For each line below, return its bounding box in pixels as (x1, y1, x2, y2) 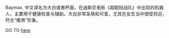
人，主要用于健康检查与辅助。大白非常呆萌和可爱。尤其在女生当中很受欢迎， (5, 11, 167, 17)
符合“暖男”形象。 (5, 17, 41, 23)
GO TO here (5, 27, 31, 33)
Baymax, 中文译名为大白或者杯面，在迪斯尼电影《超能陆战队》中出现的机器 (5, 5, 164, 10)
